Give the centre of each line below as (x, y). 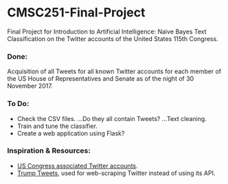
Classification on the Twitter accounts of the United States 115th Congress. (113, 38)
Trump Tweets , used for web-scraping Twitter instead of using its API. (116, 173)
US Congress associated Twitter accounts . (78, 166)
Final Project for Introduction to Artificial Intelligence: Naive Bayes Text (107, 31)
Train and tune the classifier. (57, 126)
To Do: (18, 104)
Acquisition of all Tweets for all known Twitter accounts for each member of (114, 71)
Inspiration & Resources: (49, 150)
